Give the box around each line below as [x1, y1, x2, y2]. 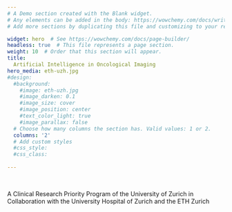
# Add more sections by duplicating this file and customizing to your [7, 23, 217, 30]
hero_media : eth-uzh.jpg [7, 67, 79, 75]
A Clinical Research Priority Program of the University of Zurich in [7, 189, 194, 197]
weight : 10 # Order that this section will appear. [7, 48, 162, 55]
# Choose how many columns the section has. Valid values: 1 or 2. [13, 125, 212, 132]
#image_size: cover [19, 99, 76, 107]
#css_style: [13, 144, 48, 152]
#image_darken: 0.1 [19, 93, 76, 100]
